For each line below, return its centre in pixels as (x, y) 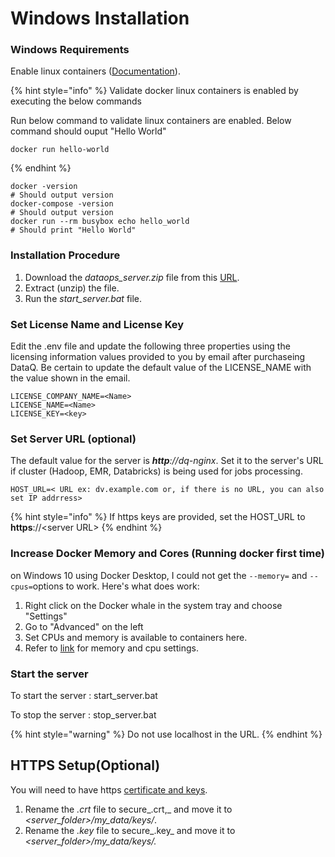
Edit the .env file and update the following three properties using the (150, 346)
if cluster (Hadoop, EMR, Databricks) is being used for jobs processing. (156, 471)
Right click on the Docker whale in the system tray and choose (153, 605)
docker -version (44, 187)
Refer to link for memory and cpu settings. (111, 648)
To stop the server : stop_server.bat (83, 714)
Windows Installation (100, 18)
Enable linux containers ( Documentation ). (95, 71)
